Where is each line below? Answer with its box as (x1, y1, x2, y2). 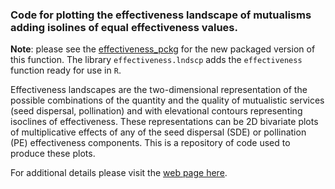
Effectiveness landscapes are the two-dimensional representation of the (10, 84, 308, 96)
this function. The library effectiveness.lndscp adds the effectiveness (10, 54, 303, 66)
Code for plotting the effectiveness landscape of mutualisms (10, 8, 312, 22)
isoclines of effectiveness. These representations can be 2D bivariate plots (10, 116, 319, 128)
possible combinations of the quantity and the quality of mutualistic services (10, 94, 325, 107)
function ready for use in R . (10, 64, 122, 77)
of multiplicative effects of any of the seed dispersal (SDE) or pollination (10, 126, 307, 138)
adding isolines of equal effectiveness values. (10, 20, 238, 34)
